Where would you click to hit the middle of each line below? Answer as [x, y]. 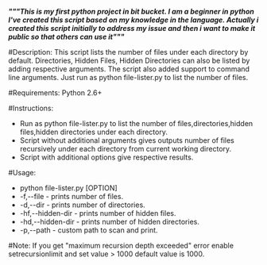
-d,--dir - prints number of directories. [82, 205]
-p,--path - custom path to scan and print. [89, 230]
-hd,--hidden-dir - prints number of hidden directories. [110, 222]
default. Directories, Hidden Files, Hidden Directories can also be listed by [129, 60]
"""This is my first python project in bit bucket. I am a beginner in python [131, 12]
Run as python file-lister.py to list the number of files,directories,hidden [136, 123]
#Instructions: [31, 108]
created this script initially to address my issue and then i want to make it [132, 28]
